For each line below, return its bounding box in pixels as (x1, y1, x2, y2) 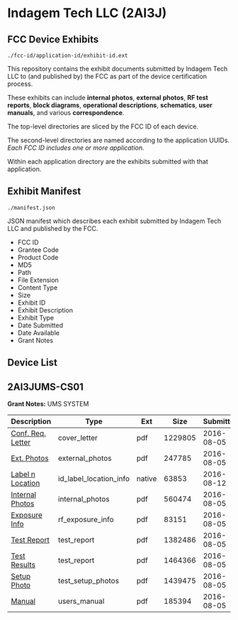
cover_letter (57, 433, 98, 443)
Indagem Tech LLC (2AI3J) (7, 5, 167, 21)
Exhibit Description (17, 305, 73, 314)
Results (11, 560, 35, 570)
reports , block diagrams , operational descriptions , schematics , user (7, 101, 212, 109)
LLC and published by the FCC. (7, 224, 98, 232)
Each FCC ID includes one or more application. (7, 143, 144, 152)
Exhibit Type (17, 313, 55, 322)
